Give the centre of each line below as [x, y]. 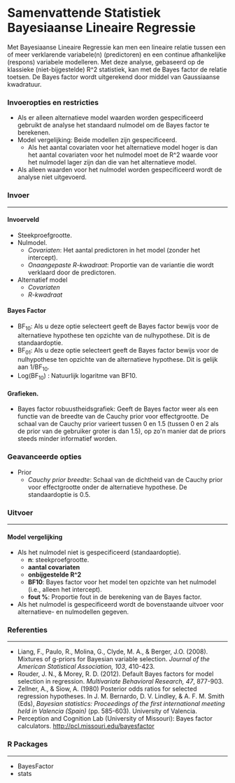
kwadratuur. [24, 84]
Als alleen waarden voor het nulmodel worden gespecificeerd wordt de [120, 170]
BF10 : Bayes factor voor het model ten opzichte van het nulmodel [122, 582]
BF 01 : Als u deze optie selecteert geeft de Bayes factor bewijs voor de [118, 351]
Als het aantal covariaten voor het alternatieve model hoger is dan [123, 148]
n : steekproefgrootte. [58, 560]
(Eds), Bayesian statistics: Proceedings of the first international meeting [121, 704]
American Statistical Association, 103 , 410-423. [86, 667]
